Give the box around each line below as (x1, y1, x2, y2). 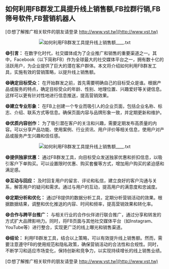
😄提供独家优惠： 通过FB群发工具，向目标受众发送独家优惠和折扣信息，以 (5, 154, 158, 160)
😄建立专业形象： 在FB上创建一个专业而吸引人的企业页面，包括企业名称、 (5, 103, 158, 109)
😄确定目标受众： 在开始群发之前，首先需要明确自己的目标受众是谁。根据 (5, 80, 157, 86)
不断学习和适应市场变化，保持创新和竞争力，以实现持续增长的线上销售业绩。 (5, 247, 164, 253)
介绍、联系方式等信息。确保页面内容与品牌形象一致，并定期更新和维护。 (14, 109, 164, 115)
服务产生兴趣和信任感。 (14, 133, 63, 139)
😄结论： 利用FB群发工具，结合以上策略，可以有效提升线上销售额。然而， (5, 235, 158, 241)
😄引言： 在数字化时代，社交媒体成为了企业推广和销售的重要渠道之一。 (5, 50, 153, 56)
